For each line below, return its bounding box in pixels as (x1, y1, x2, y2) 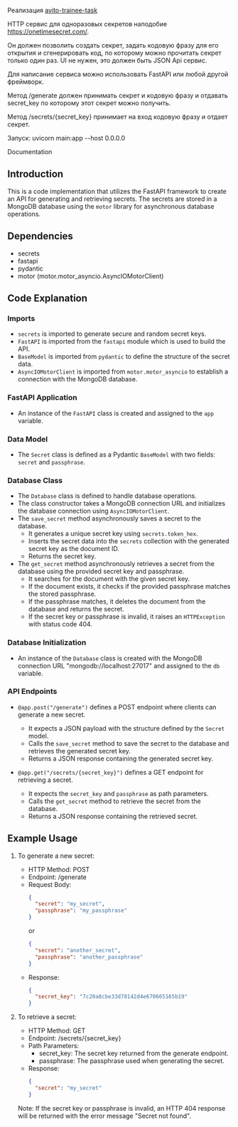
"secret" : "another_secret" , (34, 947, 121, 954)
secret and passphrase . (17, 457, 85, 466)
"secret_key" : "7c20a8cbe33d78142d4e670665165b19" (34, 993, 188, 1001)
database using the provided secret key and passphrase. (17, 567, 185, 576)
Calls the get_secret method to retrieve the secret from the (28, 797, 201, 805)
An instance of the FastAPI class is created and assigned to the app (17, 408, 215, 418)
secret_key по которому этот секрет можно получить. (7, 99, 171, 107)
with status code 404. (28, 620, 92, 628)
